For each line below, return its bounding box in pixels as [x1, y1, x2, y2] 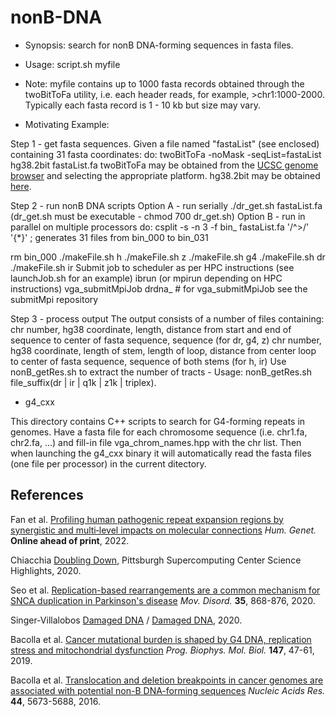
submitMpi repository [10, 293, 99, 305]
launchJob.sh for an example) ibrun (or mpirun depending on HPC [10, 272, 283, 284]
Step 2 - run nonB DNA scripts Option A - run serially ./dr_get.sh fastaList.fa [10, 199, 323, 211]
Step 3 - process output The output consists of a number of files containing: [10, 312, 325, 325]
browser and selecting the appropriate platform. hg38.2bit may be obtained [10, 169, 321, 181]
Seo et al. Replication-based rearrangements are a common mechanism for [10, 584, 321, 596]
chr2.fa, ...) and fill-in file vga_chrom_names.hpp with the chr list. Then [10, 436, 302, 448]
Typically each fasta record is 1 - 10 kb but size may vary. [24, 99, 261, 111]
